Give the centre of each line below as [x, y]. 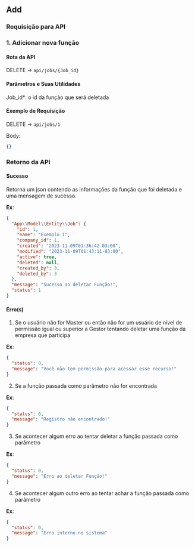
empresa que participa [43, 335]
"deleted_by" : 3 [37, 274]
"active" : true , [37, 257]
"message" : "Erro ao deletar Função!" [60, 476]
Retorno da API [28, 162]
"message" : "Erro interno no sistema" [60, 533]
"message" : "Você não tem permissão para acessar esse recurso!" [94, 369]
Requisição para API [36, 27]
